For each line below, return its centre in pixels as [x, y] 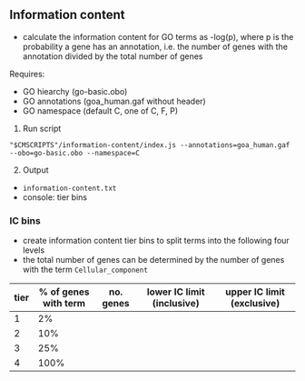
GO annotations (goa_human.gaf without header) [114, 101]
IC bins [25, 220]
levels [34, 250]
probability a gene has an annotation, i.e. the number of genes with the [155, 46]
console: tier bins [55, 197]
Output [35, 170]
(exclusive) [255, 304]
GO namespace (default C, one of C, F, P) [100, 110]
